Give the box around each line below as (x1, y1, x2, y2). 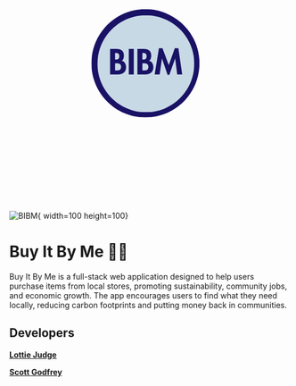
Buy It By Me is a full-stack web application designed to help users (9, 271, 255, 281)
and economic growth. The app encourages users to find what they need (9, 289, 278, 300)
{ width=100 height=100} (37, 211, 129, 221)
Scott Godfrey (9, 366, 62, 377)
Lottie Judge (9, 349, 57, 360)
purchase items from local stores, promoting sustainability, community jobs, (9, 281, 288, 291)
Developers (9, 325, 75, 340)
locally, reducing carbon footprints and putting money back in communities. (9, 299, 287, 310)
